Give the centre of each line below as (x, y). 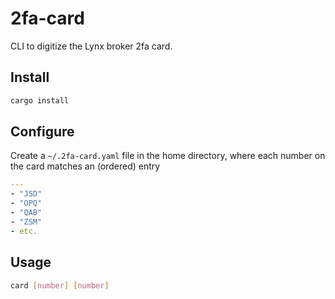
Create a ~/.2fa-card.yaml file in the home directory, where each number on (168, 156)
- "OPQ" (26, 203)
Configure (42, 132)
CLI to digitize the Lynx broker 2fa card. (91, 46)
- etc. (24, 231)
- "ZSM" (26, 222)
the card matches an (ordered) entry (85, 166)
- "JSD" (26, 194)
